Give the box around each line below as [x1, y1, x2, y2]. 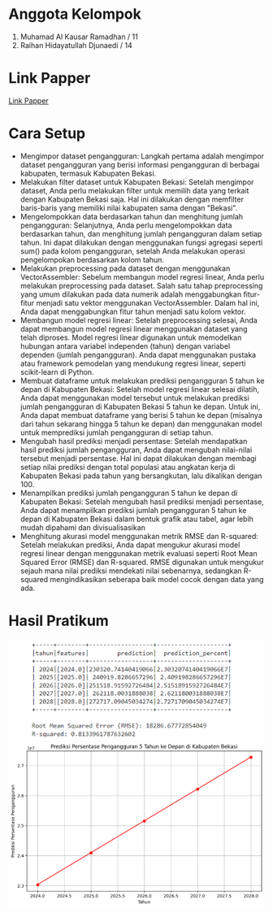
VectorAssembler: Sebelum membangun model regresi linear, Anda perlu [19, 272, 265, 281]
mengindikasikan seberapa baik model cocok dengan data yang [50, 574, 264, 584]
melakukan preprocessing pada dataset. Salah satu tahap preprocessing [19, 280, 263, 290]
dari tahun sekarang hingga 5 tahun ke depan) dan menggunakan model [19, 419, 262, 428]
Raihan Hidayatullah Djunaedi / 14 [19, 40, 132, 50]
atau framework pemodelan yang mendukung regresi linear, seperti [19, 359, 246, 368]
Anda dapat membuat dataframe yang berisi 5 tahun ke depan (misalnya [19, 410, 262, 420]
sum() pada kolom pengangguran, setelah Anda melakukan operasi [19, 246, 245, 256]
